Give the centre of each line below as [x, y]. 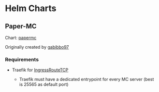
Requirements [22, 59]
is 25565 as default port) [44, 84]
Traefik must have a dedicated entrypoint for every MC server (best [87, 79]
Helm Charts [31, 8]
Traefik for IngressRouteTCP [40, 70]
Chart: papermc [21, 38]
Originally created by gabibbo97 [37, 47]
